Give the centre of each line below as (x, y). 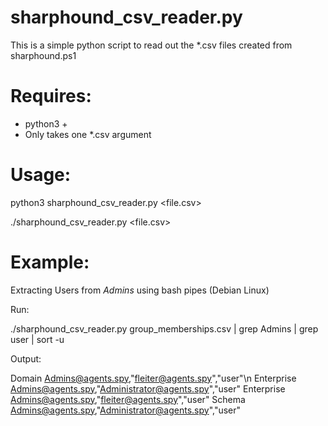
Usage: (41, 175)
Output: (26, 358)
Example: (50, 262)
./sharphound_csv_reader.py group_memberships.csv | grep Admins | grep (164, 328)
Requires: (51, 96)
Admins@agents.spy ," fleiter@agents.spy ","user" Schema (128, 399)
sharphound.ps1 (43, 55)
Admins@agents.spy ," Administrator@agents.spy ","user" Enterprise (148, 388)
